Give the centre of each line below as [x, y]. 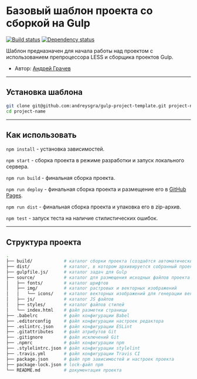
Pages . [14, 196]
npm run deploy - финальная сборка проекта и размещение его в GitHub [96, 189]
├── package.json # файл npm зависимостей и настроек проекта [90, 359]
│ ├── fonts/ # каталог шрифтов [57, 283]
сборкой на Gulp [48, 23]
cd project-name [26, 111]
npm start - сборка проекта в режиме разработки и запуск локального [95, 161]
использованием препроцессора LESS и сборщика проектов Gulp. [90, 57]
